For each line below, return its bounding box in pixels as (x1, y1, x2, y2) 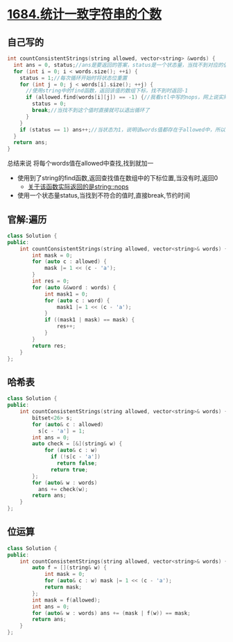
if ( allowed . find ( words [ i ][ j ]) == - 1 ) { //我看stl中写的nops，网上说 (25, 94, 218, 101)
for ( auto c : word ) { (44, 297, 110, 304)
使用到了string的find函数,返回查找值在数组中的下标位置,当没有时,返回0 (17, 174, 218, 182)
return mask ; (44, 584, 82, 591)
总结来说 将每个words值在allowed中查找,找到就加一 (7, 159, 154, 168)
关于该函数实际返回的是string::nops (27, 182, 129, 191)
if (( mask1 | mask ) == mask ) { (44, 316, 135, 323)
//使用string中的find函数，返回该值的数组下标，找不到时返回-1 (25, 88, 189, 95)
